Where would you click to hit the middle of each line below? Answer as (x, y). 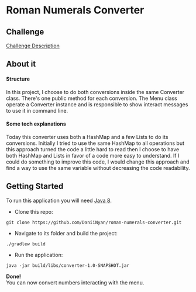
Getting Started (35, 187)
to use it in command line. (37, 110)
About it (21, 64)
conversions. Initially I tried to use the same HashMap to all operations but (95, 143)
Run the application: (39, 255)
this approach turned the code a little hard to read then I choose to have (93, 149)
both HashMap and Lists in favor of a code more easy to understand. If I (93, 155)
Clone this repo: (34, 211)
